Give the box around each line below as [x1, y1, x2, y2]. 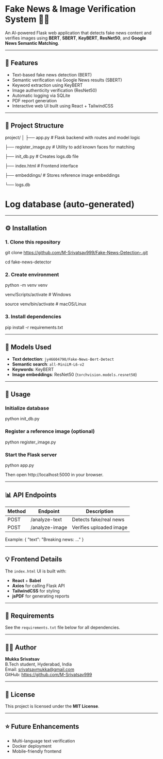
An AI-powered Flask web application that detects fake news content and [5, 30, 152, 36]
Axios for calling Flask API [12, 583, 65, 589]
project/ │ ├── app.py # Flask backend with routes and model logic [5, 134, 141, 140]
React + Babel [12, 577, 41, 583]
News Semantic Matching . [5, 40, 59, 46]
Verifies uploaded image [72, 524, 128, 531]
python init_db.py [5, 416, 40, 422]
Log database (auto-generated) [5, 199, 135, 210]
